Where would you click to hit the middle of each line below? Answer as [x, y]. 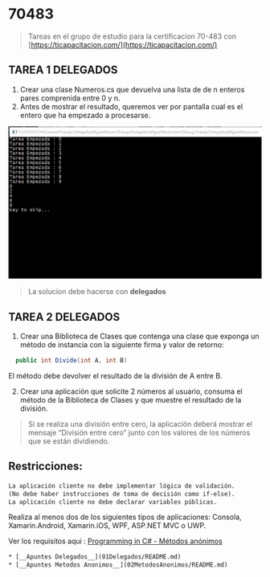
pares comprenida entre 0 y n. [70, 98]
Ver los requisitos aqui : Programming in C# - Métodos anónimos [115, 541]
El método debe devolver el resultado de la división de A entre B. [115, 375]
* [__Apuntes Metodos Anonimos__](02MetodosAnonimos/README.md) [118, 565]
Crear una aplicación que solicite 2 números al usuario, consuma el [131, 391]
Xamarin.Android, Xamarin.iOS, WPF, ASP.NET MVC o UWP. [107, 525]
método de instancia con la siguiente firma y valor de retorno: [122, 345]
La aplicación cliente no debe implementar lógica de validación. [122, 486]
